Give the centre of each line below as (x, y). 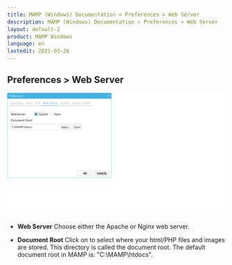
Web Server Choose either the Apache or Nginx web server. (103, 227)
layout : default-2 (34, 29)
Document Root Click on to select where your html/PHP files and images (121, 240)
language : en (26, 44)
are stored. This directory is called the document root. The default (111, 247)
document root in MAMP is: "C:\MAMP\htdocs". (85, 255)
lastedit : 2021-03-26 (38, 51)
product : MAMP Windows (40, 37)
